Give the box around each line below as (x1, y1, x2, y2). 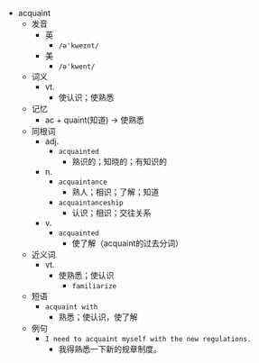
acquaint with (44, 303, 98, 312)
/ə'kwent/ (58, 62, 96, 71)
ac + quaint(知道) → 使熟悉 (44, 114, 144, 125)
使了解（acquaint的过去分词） (71, 238, 183, 249)
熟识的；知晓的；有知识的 (71, 157, 167, 167)
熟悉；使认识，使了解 (58, 312, 138, 322)
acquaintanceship (58, 198, 124, 207)
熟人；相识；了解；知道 (71, 186, 160, 197)
